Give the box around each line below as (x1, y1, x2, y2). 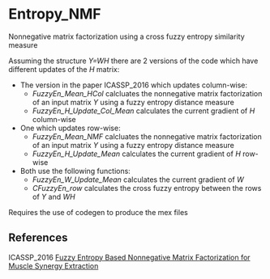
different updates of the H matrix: (8, 64, 120, 74)
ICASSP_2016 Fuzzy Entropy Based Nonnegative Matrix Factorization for (8, 252, 251, 262)
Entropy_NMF (8, 5, 101, 23)
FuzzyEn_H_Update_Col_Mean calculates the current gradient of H (32, 106, 255, 116)
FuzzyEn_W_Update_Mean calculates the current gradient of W (32, 175, 245, 184)
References (8, 231, 68, 245)
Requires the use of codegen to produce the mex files (8, 207, 188, 217)
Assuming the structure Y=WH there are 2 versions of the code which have (8, 56, 259, 66)
